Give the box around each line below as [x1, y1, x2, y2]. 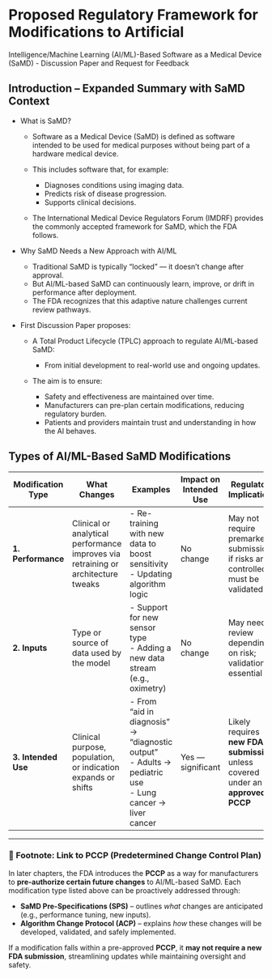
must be [227, 573, 259, 585]
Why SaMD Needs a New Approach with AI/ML [19, 245, 177, 256]
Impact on [181, 474, 221, 485]
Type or [71, 627, 102, 638]
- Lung [129, 787, 156, 798]
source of [71, 637, 109, 648]
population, [71, 751, 115, 763]
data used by [71, 647, 122, 658]
